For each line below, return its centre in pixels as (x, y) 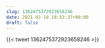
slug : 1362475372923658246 (39, 12)
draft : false (22, 23)
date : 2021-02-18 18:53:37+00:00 (47, 17)
